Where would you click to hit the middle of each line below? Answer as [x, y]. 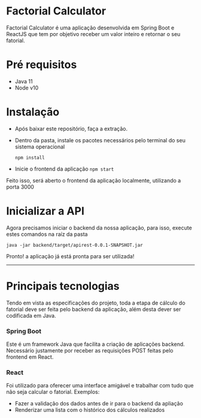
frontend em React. [30, 357]
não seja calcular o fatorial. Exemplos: [53, 392]
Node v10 [27, 88]
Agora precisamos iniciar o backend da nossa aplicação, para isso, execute [99, 228]
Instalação [33, 112]
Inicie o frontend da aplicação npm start [64, 169]
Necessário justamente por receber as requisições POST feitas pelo [90, 350]
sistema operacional [40, 147]
